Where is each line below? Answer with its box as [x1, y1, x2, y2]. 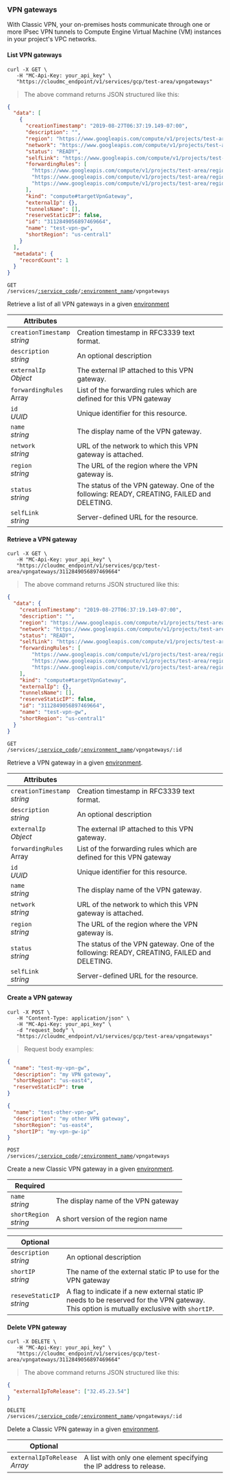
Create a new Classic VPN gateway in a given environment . [7, 1165, 175, 1173]
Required [14, 1181, 45, 1191]
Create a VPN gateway [7, 994, 73, 1002]
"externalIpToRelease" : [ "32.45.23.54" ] [13, 1388, 130, 1395]
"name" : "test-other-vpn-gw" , [13, 1108, 99, 1116]
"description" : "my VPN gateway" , [13, 1070, 112, 1078]
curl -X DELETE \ [7, 1338, 57, 1345]
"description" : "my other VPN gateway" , [13, 1115, 130, 1122]
